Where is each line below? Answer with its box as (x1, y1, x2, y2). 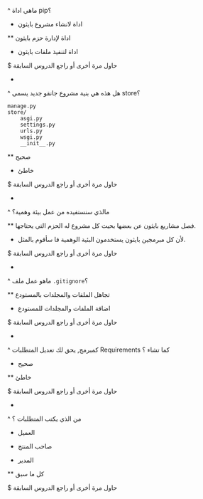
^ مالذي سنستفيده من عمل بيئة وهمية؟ (7, 208, 110, 216)
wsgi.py (20, 134, 43, 141)
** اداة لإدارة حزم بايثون (7, 33, 71, 42)
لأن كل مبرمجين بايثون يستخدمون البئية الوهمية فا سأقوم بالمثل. (17, 235, 186, 243)
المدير (17, 456, 34, 464)
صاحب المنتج (17, 442, 53, 451)
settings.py (20, 121, 55, 128)
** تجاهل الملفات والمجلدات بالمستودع (7, 290, 110, 298)
